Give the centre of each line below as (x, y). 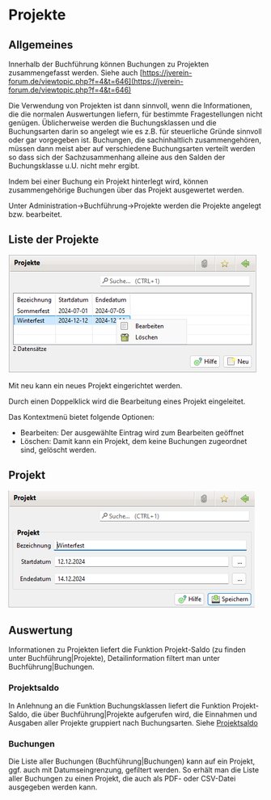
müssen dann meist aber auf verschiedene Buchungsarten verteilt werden (132, 148)
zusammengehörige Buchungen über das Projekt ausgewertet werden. (126, 190)
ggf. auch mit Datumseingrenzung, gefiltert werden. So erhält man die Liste (134, 770)
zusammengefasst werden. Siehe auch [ (76, 73)
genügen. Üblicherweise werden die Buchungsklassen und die (112, 123)
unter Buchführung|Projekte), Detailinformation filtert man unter (114, 658)
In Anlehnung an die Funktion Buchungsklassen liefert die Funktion (119, 705)
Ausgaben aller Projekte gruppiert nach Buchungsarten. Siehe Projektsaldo (133, 722)
